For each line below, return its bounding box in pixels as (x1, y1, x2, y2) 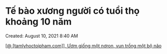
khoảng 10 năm (5, 16, 72, 28)
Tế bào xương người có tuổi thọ (5, 5, 140, 17)
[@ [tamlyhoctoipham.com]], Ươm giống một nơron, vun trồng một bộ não (5, 42, 162, 48)
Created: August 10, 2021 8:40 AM (5, 33, 78, 39)
